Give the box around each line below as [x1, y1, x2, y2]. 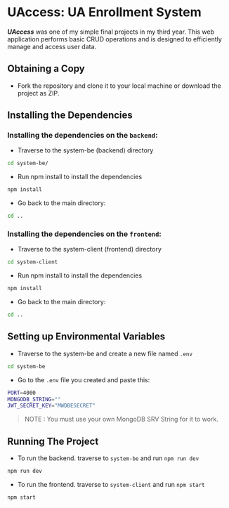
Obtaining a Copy [7, 63, 86, 74]
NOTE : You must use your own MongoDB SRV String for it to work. [24, 415, 219, 424]
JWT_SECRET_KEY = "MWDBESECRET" [7, 402, 96, 410]
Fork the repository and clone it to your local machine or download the [17, 82, 221, 90]
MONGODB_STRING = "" [7, 396, 61, 403]
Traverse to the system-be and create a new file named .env [17, 349, 193, 358]
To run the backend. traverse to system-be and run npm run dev [17, 454, 199, 462]
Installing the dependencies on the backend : [7, 131, 158, 141]
